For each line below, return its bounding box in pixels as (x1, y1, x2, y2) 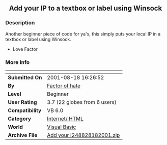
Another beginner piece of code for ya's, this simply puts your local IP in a (5, 30, 161, 37)
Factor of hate (47, 82, 80, 89)
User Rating (8, 98, 37, 105)
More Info (5, 58, 30, 65)
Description (5, 19, 35, 26)
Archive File (8, 131, 38, 138)
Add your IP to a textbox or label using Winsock (9, 4, 162, 13)
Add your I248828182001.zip (47, 131, 120, 138)
